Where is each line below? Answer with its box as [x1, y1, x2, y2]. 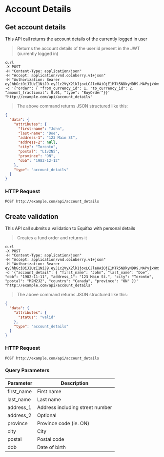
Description [61, 380, 89, 386]
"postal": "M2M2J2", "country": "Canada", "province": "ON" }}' [5, 279, 139, 284]
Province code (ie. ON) [37, 420, 90, 427]
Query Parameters [5, 367, 50, 374]
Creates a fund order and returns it [17, 235, 87, 241]
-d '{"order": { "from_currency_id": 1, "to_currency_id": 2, [5, 86, 134, 91]
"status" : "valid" [18, 315, 56, 320]
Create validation [5, 212, 59, 221]
